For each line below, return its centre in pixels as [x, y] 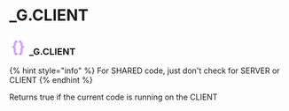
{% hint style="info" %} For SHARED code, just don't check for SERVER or [145, 70]
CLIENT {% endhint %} [51, 80]
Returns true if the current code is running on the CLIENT [113, 97]
